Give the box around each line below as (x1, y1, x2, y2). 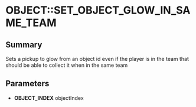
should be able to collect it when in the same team (5, 61, 128, 69)
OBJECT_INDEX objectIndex (14, 94, 84, 101)
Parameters (5, 79, 50, 89)
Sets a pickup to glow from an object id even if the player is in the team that (5, 56, 190, 62)
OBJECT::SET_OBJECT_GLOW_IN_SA (5, 4, 191, 17)
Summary (5, 40, 43, 50)
